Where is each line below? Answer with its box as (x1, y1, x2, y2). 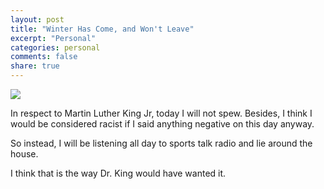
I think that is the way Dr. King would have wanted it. (10, 167, 227, 179)
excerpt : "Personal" (10, 33, 97, 43)
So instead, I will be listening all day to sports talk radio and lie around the (10, 137, 313, 149)
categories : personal (10, 42, 101, 53)
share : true (10, 61, 60, 71)
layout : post (10, 14, 65, 25)
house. (10, 148, 39, 160)
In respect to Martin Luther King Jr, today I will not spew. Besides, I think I (10, 107, 313, 119)
